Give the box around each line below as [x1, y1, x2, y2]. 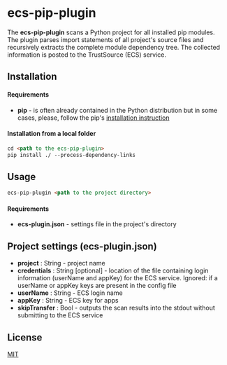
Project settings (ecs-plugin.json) [7, 240, 157, 252]
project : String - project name [17, 259, 106, 268]
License [7, 331, 43, 343]
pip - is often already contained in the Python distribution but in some [17, 106, 218, 114]
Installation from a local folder [7, 130, 96, 138]
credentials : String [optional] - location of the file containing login [17, 266, 209, 275]
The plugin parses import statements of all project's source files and [7, 35, 204, 43]
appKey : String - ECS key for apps [17, 296, 119, 305]
